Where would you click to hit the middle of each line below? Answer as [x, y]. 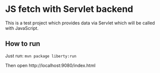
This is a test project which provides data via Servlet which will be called [80, 23]
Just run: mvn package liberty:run [41, 56]
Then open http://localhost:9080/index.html [50, 65]
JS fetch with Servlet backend [69, 9]
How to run [23, 44]
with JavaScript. [22, 28]
